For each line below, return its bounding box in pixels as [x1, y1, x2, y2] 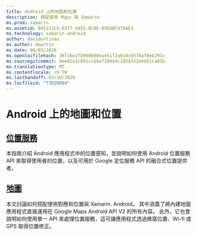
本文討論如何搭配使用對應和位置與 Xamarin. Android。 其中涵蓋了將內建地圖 [6, 200, 191, 207]
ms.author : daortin [6, 42, 54, 48]
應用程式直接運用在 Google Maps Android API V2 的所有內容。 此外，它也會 [6, 208, 190, 215]
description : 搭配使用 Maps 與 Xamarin [6, 14, 100, 20]
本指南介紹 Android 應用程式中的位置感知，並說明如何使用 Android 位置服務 [6, 150, 190, 157]
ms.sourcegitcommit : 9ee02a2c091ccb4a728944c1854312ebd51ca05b [6, 58, 166, 64]
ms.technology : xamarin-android [6, 31, 86, 37]
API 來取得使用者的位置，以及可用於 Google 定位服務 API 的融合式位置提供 [6, 157, 188, 164]
